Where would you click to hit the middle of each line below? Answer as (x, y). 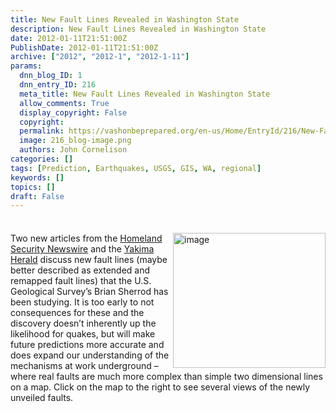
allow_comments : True (64, 103)
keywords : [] (37, 177)
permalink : (42, 131)
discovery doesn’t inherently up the (83, 323)
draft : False (37, 196)
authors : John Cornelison (73, 150)
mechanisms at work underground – (84, 366)
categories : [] (42, 159)
